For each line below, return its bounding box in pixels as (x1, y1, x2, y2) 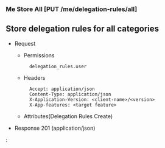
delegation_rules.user (29, 63, 87, 69)
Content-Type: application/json (29, 91, 111, 97)
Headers (23, 74, 46, 81)
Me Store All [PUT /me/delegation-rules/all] (5, 5, 138, 13)
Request (14, 40, 36, 47)
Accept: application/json (29, 86, 95, 92)
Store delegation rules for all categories (5, 24, 160, 34)
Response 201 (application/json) (14, 124, 96, 132)
